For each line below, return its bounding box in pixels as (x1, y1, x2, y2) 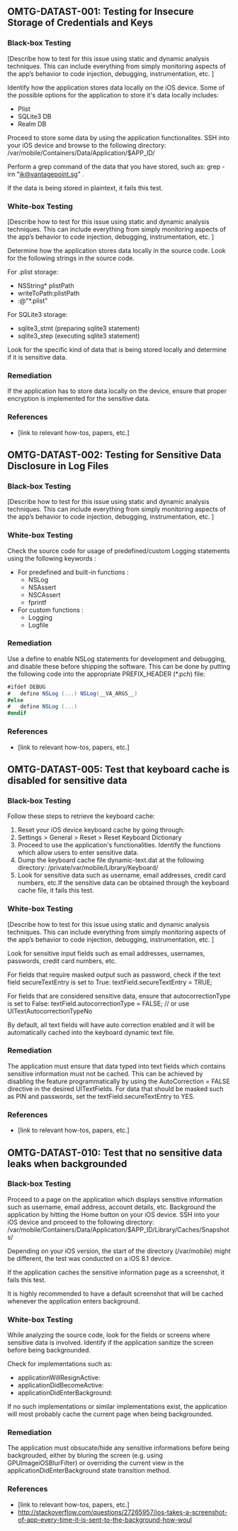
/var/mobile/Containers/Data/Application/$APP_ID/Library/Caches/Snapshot (7, 1225, 229, 1234)
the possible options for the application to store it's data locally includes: (7, 90, 220, 99)
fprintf (28, 598, 47, 606)
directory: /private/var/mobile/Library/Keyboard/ (17, 864, 159, 872)
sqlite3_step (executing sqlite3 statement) (17, 331, 140, 340)
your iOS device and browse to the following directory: (7, 141, 166, 149)
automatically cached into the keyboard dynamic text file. (7, 1028, 175, 1036)
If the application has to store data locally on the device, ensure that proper (7, 387, 227, 395)
